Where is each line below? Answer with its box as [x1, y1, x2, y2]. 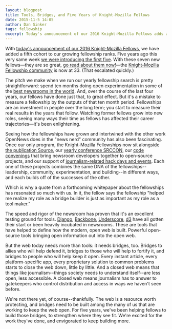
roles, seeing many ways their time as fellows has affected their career [5, 115, 155, 121]
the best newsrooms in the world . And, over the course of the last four [5, 88, 154, 94]
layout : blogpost [5, 7, 42, 13]
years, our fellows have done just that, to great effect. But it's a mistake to [5, 93, 161, 100]
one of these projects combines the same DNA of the [5, 164, 118, 169]
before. [5, 286, 21, 292]
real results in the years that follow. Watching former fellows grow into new [5, 110, 163, 116]
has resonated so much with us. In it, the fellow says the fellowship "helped [5, 190, 164, 196]
